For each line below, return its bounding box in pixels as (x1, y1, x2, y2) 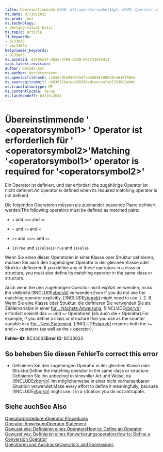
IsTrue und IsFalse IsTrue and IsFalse (12, 245, 89, 251)
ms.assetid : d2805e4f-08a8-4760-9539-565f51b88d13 (5, 57, 110, 62)
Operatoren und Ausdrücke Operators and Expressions (5, 441, 114, 447)
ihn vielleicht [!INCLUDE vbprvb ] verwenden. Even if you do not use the (5, 290, 146, 295)
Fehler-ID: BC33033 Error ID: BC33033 (5, 335, 83, 341)
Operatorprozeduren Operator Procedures (5, 415, 88, 421)
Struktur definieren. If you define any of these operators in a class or (5, 265, 141, 271)
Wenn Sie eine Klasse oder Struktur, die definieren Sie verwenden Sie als (5, 300, 151, 306)
